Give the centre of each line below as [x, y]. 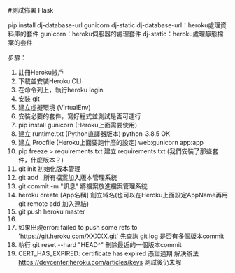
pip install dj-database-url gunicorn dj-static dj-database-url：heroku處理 [114, 25]
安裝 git [29, 99]
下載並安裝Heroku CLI [50, 81]
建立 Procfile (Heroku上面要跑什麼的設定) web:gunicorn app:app [111, 142]
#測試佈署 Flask [31, 10]
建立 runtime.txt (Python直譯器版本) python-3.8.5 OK [94, 134]
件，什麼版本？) [41, 160]
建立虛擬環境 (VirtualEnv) [54, 107]
